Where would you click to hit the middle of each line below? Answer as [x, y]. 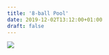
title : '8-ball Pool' [38, 13]
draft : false [26, 26]
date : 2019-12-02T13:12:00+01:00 [55, 20]
